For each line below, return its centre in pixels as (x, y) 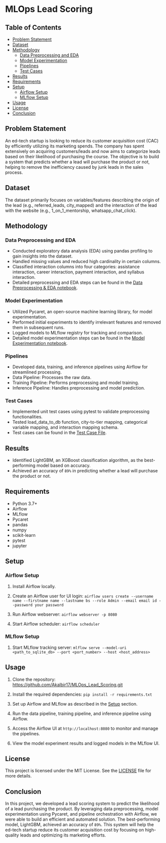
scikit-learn (24, 535)
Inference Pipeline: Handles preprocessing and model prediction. (79, 388)
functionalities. (28, 417)
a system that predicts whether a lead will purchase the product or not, (78, 162)
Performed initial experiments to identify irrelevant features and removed (86, 322)
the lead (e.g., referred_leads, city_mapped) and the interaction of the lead (81, 205)
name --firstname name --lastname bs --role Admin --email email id (84, 601)
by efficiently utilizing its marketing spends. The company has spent (75, 146)
